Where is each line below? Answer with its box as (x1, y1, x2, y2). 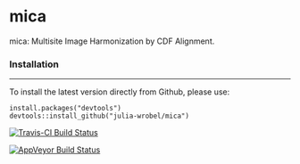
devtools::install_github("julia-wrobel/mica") (9, 111, 190, 121)
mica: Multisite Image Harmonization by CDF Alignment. (9, 36, 215, 46)
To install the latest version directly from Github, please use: (9, 86, 230, 97)
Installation (9, 58, 60, 70)
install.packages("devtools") (9, 104, 122, 113)
